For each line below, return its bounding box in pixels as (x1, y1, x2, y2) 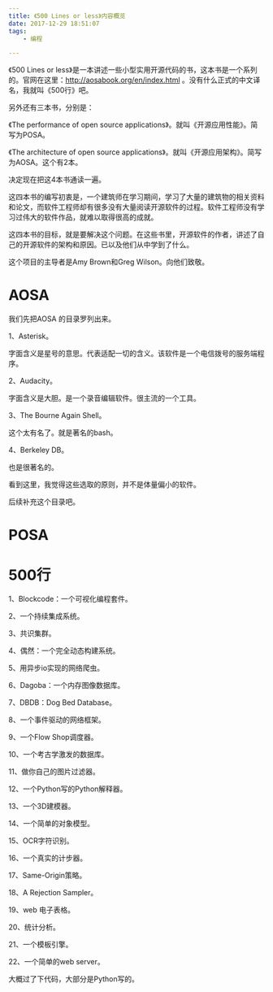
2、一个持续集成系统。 (8, 611, 84, 621)
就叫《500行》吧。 (29, 85, 93, 95)
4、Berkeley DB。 (8, 445, 69, 455)
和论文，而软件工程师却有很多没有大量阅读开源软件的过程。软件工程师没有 (8, 202, 258, 212)
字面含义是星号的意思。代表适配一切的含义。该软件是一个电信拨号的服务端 (8, 349, 258, 359)
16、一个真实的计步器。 (8, 853, 88, 863)
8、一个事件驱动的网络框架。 (8, 715, 106, 724)
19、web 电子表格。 (8, 905, 76, 915)
